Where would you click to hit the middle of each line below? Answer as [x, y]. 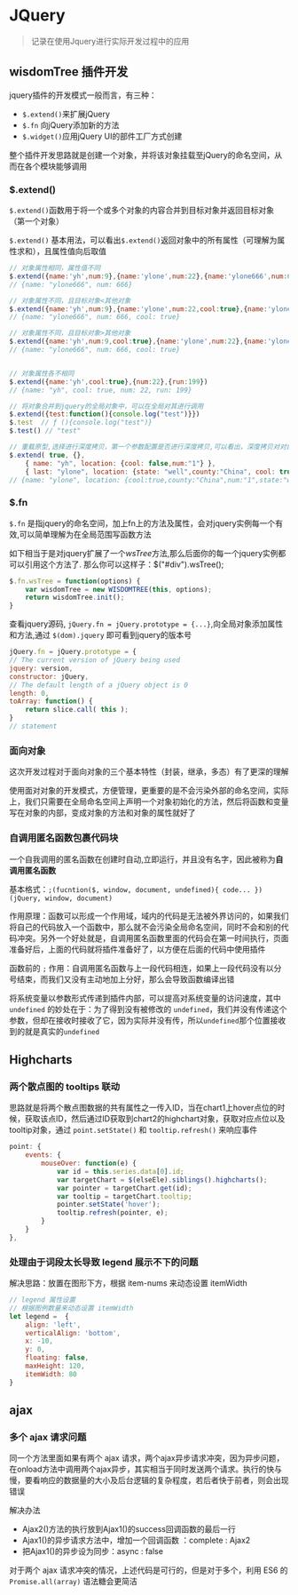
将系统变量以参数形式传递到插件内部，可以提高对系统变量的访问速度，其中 [145, 998]
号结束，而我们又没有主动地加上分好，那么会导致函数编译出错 [122, 979]
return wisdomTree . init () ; [75, 598]
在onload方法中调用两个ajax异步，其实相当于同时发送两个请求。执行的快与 [145, 1469]
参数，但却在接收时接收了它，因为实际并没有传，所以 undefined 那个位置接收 [148, 1020]
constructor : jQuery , [49, 676]
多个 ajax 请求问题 [48, 1437]
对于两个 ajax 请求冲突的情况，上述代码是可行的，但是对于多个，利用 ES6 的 [149, 1570]
